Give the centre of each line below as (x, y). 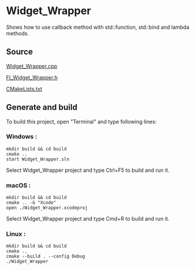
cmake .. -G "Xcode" (31, 203)
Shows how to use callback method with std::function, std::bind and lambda (98, 27)
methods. (18, 33)
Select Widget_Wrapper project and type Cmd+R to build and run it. (88, 219)
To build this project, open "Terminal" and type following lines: (81, 121)
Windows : (22, 136)
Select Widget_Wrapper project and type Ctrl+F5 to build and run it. (88, 170)
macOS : (19, 185)
